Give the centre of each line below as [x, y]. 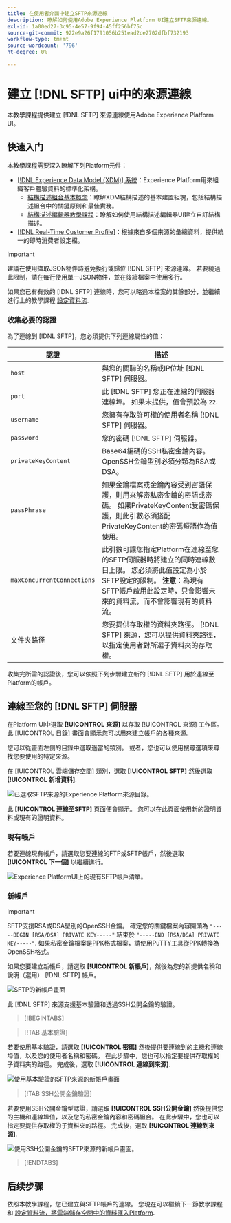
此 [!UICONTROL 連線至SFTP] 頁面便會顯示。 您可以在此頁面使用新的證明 [112, 809]
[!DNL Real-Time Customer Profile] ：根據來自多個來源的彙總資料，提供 [117, 231]
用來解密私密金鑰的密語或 [164, 495]
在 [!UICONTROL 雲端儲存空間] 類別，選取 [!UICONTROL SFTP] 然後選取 [110, 771]
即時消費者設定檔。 [56, 240]
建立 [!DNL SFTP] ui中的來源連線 [99, 95]
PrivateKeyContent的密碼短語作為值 [160, 526]
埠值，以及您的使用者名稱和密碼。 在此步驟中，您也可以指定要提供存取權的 [113, 1056]
